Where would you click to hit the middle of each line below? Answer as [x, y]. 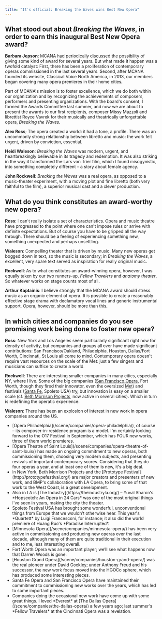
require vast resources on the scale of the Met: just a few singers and [74, 361]
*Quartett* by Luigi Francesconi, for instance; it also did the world [78, 519]
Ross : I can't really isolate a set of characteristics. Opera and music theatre [80, 221]
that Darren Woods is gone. [39, 554]
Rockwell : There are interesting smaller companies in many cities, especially [81, 376]
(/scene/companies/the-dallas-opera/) [51, 606]
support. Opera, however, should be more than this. [56, 306]
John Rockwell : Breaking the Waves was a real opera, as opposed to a [76, 176]
